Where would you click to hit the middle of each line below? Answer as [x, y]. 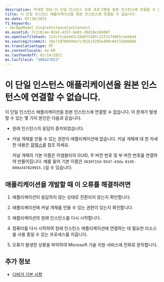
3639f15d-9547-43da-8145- [110, 162]
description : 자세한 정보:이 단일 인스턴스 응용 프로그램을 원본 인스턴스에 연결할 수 [80, 10]
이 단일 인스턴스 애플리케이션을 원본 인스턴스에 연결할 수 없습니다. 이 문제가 [77, 112]
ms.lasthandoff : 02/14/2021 [34, 55]
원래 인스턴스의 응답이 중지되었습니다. [48, 129]
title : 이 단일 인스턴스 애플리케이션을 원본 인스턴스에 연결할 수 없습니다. [71, 14]
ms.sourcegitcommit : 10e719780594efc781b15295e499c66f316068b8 [71, 42]
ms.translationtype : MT [29, 46]
